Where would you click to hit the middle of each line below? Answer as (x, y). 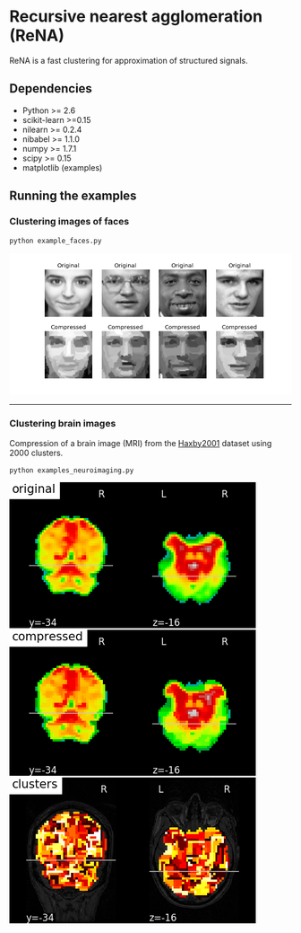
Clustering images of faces (69, 222)
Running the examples (73, 196)
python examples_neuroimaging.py (72, 470)
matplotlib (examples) (62, 167)
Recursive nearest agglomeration (136, 17)
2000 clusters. (36, 453)
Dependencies (51, 88)
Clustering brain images (63, 424)
